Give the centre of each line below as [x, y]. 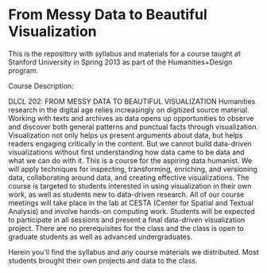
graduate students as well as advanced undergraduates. [101, 236]
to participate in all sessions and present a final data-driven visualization [127, 220]
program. [23, 70]
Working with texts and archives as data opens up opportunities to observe [131, 118]
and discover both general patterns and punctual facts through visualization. [133, 127]
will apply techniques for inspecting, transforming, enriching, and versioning [133, 169]
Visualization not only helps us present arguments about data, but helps [126, 135]
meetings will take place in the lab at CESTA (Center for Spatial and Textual [131, 203]
